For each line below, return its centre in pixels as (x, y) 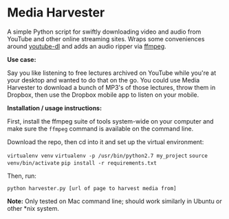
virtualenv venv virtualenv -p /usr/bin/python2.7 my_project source (108, 156)
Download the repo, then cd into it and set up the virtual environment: (106, 141)
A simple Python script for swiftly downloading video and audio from (104, 32)
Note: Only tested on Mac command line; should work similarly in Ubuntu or (115, 201)
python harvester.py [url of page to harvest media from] (92, 188)
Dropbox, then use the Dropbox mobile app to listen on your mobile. (103, 95)
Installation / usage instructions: (54, 108)
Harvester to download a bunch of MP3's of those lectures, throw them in (111, 87)
